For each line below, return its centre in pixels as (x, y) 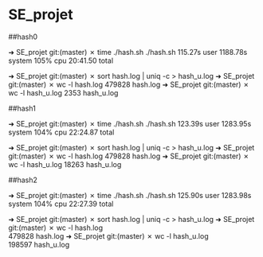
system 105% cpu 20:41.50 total (61, 60)
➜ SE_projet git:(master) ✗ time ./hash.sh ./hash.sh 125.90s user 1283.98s (130, 195)
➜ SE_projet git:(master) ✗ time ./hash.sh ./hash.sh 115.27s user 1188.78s (128, 52)
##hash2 (23, 180)
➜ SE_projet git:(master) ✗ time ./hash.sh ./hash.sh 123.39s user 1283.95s (130, 123)
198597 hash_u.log (39, 244)
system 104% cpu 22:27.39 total (61, 204)
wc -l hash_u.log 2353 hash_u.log (63, 92)
